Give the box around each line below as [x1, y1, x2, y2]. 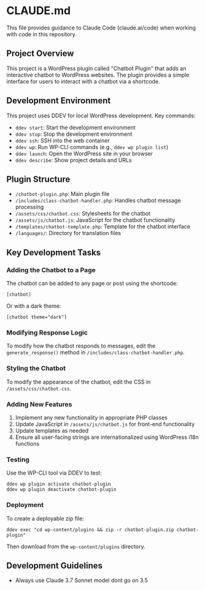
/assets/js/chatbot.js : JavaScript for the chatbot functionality [15, 216, 176, 224]
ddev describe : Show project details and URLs [15, 156, 132, 163]
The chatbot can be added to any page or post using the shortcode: [6, 280, 178, 287]
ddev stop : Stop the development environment [15, 130, 133, 138]
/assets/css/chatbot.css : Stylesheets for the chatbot [15, 210, 151, 217]
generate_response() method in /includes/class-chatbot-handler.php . [6, 349, 185, 356]
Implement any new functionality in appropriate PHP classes [15, 414, 168, 421]
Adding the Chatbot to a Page [6, 265, 96, 274]
